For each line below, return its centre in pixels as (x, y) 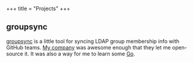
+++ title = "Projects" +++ (38, 9)
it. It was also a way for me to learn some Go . (80, 54)
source (15, 54)
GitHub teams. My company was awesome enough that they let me (88, 47)
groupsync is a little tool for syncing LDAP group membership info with (93, 41)
